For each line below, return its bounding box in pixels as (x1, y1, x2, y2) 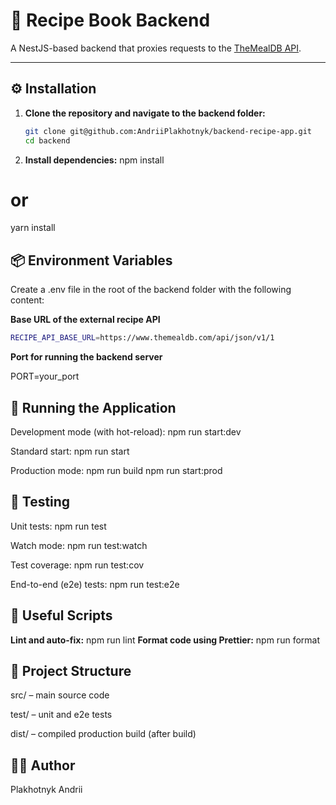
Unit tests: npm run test (10, 520, 107, 532)
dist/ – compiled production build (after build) (10, 728, 197, 740)
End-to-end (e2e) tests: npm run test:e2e (10, 578, 180, 590)
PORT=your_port (10, 370, 80, 383)
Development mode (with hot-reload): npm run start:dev (10, 425, 242, 438)
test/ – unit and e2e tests (10, 709, 113, 721)
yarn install (10, 222, 56, 234)
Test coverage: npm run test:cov (10, 559, 145, 571)
